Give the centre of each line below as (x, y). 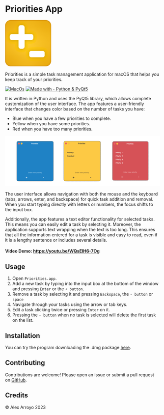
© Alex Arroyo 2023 (26, 407)
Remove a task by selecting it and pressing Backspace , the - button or (82, 294)
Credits (17, 396)
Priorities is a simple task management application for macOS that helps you (82, 74)
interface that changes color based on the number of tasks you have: (75, 109)
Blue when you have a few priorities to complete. (62, 118)
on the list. (23, 320)
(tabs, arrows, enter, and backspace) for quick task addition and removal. (79, 199)
